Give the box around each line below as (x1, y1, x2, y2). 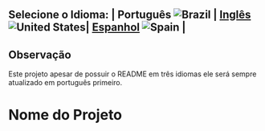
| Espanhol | (85, 21, 186, 35)
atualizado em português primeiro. (8, 78, 123, 88)
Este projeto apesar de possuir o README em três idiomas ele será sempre (8, 69, 257, 79)
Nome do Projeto (8, 106, 123, 125)
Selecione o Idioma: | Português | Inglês (8, 8, 251, 22)
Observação (8, 47, 71, 61)
